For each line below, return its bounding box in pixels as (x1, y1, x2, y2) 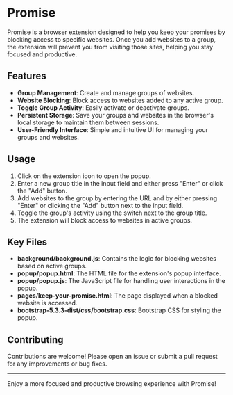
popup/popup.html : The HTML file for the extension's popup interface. (17, 269, 222, 277)
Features (7, 70, 46, 82)
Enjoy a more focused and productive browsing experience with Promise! (7, 380, 216, 388)
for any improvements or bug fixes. (7, 360, 107, 368)
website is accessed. (17, 299, 78, 307)
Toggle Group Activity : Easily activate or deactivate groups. (17, 103, 189, 112)
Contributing (7, 334, 64, 346)
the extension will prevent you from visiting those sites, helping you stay (7, 42, 214, 51)
